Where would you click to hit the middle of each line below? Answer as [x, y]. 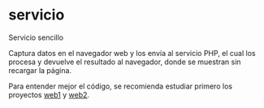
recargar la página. [40, 70]
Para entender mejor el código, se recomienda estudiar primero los [121, 86]
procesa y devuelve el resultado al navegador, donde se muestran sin [125, 62]
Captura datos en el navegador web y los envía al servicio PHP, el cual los [132, 53]
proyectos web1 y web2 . [49, 94]
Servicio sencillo [36, 37]
